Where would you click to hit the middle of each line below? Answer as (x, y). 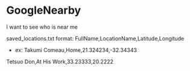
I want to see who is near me (42, 27)
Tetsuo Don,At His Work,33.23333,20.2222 (60, 61)
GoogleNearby (44, 10)
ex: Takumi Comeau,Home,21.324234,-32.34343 (76, 50)
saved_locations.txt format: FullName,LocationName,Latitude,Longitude (95, 38)
